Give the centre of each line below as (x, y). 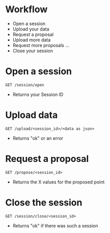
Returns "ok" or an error (38, 138)
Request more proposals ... (41, 45)
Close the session (44, 202)
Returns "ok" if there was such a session (55, 225)
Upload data (32, 115)
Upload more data (32, 40)
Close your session (33, 51)
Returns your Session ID (38, 94)
